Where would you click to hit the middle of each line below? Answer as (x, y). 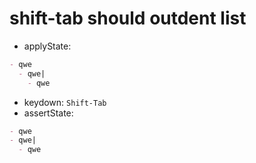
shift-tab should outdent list (128, 18)
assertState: (48, 113)
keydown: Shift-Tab (65, 102)
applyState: (47, 46)
